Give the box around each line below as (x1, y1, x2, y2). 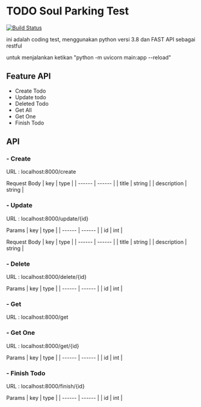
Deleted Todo (14, 100, 49, 107)
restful (6, 42, 22, 49)
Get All (14, 106, 32, 114)
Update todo (14, 93, 46, 100)
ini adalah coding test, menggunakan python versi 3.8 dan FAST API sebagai (6, 35, 196, 43)
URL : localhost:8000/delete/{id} (6, 274, 87, 281)
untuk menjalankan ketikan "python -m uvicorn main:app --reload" (6, 54, 172, 61)
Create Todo (14, 87, 46, 94)
